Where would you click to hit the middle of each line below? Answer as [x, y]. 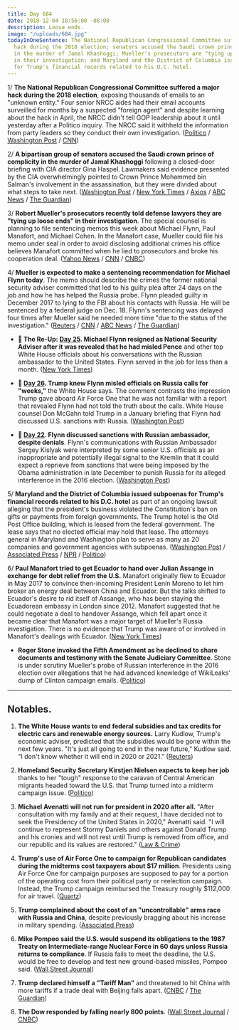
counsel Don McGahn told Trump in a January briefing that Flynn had [119, 413]
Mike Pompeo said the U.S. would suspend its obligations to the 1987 [121, 939]
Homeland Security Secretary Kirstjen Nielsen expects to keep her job [123, 770]
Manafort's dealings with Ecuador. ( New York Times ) [85, 636]
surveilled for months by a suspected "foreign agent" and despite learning [116, 110]
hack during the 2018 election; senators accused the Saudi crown [114, 47]
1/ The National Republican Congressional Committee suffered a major [113, 87]
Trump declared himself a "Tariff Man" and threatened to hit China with [124, 983]
